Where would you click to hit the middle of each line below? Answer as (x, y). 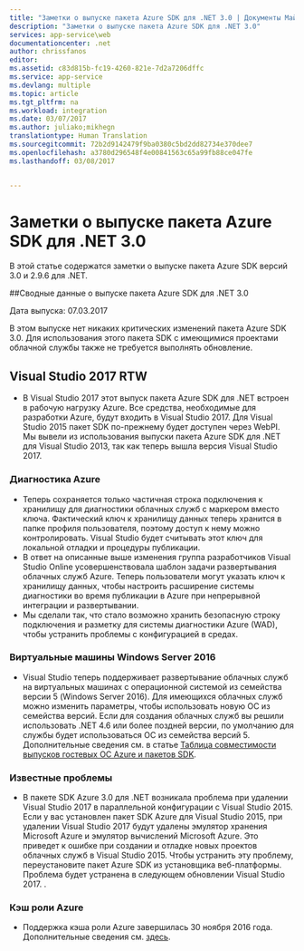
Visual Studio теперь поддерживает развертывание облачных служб (155, 677)
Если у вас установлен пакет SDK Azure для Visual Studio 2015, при (152, 817)
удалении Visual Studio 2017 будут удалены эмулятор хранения (145, 827)
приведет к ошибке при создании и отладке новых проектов (140, 846)
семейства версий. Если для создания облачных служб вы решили (153, 715)
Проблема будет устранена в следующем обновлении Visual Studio (153, 875)
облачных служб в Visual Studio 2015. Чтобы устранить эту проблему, (158, 855)
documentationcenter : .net (60, 43)
